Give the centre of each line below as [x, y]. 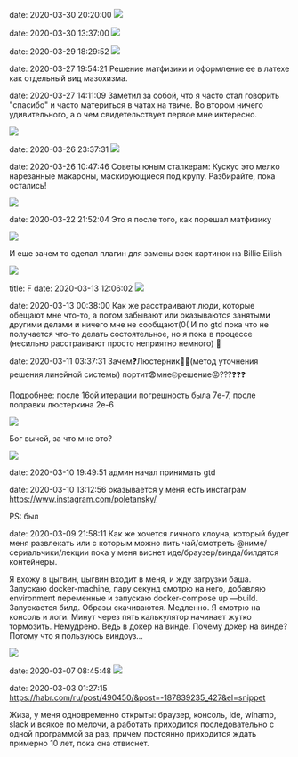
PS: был [24, 516]
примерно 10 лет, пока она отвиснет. [79, 743]
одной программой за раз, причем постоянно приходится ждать [133, 733]
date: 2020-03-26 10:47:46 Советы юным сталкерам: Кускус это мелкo [145, 166]
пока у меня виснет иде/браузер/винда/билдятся [185, 552]
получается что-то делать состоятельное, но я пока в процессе [131, 334]
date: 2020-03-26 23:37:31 [59, 149]
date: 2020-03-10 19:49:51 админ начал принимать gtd [113, 472]
